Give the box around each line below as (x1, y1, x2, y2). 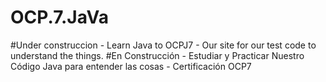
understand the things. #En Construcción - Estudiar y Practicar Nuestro (10, 49, 305, 61)
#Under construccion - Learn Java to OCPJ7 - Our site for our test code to (10, 39, 317, 51)
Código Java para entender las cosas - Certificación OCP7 (10, 60, 252, 72)
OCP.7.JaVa (10, 6, 109, 29)
